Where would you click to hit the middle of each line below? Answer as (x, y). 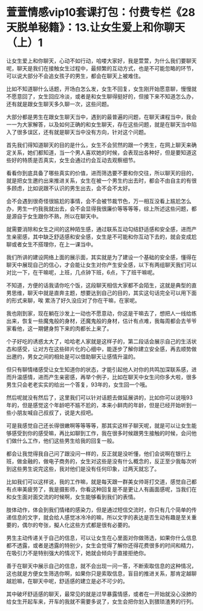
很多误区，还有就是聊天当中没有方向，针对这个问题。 (83, 132)
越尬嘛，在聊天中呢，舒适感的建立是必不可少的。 (67, 581)
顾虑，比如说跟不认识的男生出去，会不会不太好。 (72, 188)
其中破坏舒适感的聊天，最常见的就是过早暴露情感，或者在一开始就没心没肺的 (101, 594)
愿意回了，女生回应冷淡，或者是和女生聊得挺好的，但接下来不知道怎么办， (104, 96)
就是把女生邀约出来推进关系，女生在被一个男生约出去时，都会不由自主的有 (99, 180)
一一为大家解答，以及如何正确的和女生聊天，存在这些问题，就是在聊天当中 (99, 124)
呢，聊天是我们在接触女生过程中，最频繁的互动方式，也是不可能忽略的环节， (101, 68)
